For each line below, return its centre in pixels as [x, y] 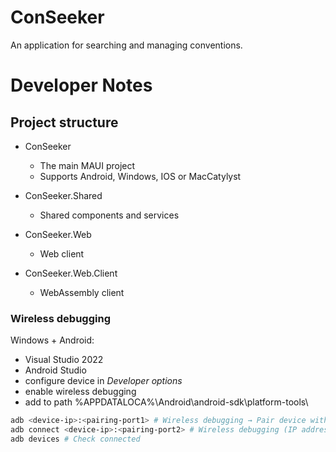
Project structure [64, 122]
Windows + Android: [52, 340]
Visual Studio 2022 [64, 360]
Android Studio [55, 370]
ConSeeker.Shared [63, 195]
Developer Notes [81, 85]
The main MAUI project [87, 165]
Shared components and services [109, 215]
